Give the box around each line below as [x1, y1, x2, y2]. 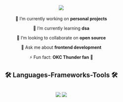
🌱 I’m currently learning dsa [33, 25, 89, 31]
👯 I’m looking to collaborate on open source [16, 34, 106, 40]
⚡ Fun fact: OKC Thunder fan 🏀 [29, 54, 93, 60]
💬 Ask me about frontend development [21, 44, 102, 50]
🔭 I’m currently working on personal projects [15, 15, 108, 22]
